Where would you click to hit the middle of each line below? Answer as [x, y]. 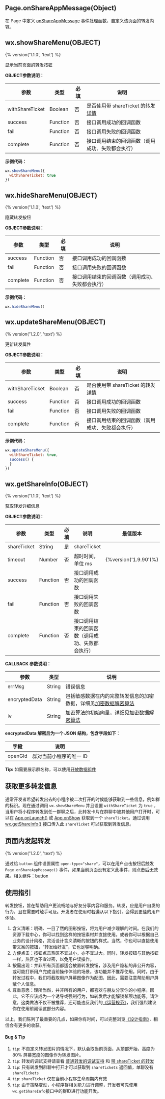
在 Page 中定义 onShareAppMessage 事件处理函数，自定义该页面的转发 [77, 20]
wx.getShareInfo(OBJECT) [47, 484]
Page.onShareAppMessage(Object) [61, 8]
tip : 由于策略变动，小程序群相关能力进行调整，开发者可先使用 [75, 1085]
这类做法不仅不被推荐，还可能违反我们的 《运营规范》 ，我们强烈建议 [89, 1003]
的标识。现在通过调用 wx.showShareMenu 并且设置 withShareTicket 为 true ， [82, 805]
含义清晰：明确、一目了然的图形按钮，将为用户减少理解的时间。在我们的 [85, 929]
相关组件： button [31, 876]
